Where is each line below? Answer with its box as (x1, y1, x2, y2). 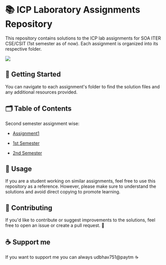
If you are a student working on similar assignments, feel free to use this (5, 178, 156, 184)
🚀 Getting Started (5, 70, 61, 79)
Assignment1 (12, 130, 39, 136)
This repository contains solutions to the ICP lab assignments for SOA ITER (5, 35, 161, 41)
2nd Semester (12, 150, 42, 156)
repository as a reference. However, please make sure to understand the (5, 183, 156, 189)
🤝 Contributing (5, 204, 53, 212)
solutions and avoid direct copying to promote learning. (5, 189, 120, 195)
